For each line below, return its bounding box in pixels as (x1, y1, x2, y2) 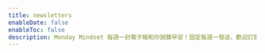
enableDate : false (8, 19, 69, 26)
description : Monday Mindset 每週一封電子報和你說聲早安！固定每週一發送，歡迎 (8, 33, 248, 41)
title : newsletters (8, 11, 73, 19)
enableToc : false (8, 26, 65, 34)
